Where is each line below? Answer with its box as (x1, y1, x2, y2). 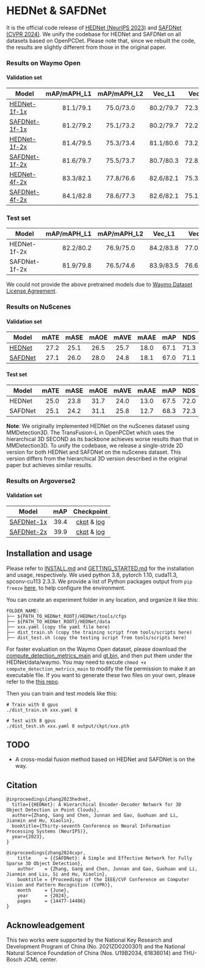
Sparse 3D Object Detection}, (6, 861, 84, 867)
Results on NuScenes (6, 302, 71, 311)
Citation (6, 780, 38, 790)
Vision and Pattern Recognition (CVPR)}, (6, 882, 113, 888)
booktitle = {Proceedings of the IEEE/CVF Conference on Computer (17, 877, 190, 883)
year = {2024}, (17, 893, 70, 899)
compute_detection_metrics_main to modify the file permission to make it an (6, 665, 196, 672)
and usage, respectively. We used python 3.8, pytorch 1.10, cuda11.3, (6, 571, 178, 579)
